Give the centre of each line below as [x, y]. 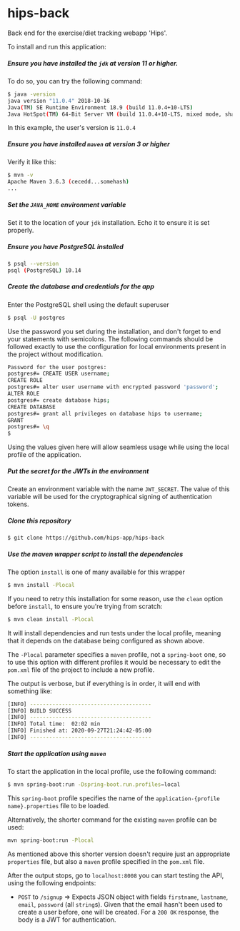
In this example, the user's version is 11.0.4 [71, 128]
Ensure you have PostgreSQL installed [65, 246]
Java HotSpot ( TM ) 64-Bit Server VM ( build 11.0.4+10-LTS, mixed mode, [115, 114]
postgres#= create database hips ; [59, 400]
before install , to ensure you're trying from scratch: [85, 606]
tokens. [19, 504]
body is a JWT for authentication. [67, 920]
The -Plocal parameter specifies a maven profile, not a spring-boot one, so [117, 654]
